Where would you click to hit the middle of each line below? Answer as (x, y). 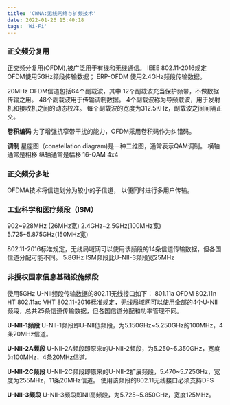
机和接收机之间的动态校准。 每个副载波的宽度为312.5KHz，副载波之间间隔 (112, 108)
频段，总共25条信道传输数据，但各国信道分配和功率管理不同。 (95, 310)
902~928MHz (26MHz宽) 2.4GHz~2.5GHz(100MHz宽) (84, 226)
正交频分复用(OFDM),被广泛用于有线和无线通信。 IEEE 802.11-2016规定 (107, 68)
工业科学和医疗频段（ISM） (53, 209)
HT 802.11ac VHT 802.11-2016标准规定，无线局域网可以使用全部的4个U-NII (113, 302)
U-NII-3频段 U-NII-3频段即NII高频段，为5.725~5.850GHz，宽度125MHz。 (111, 395)
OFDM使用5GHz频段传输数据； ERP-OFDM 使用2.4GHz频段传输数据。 (106, 76)
